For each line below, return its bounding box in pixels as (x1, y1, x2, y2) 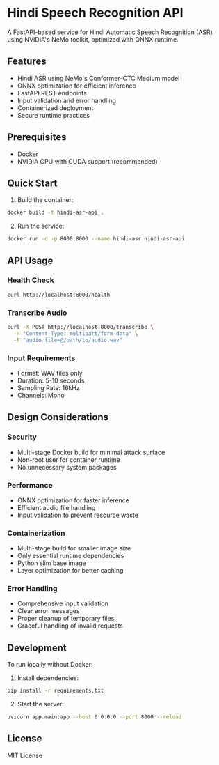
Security (7, 432, 37, 442)
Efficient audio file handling (17, 503, 96, 511)
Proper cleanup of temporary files (17, 615, 115, 623)
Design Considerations (7, 411, 109, 423)
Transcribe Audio (7, 308, 67, 318)
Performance (7, 480, 54, 490)
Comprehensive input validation (17, 599, 109, 608)
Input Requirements (7, 353, 76, 363)
